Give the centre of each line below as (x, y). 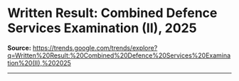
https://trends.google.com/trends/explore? (95, 48)
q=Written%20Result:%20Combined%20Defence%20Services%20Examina (119, 55)
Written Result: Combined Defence (112, 13)
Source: (20, 48)
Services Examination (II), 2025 (102, 28)
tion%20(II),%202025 (39, 63)
